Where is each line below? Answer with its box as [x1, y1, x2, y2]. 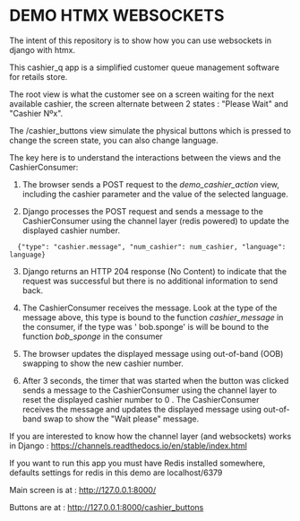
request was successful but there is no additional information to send [21, 275, 279, 286]
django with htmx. [9, 44, 76, 55]
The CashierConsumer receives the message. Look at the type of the [21, 302, 278, 313]
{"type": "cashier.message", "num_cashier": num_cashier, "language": [17, 242, 287, 251]
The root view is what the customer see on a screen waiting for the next [9, 89, 275, 100]
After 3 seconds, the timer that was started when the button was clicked [21, 375, 289, 386]
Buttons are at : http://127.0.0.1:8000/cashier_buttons [9, 501, 204, 512]
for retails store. [9, 71, 68, 82]
